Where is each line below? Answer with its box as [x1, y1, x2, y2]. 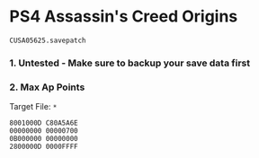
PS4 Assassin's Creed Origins [9, 6, 238, 27]
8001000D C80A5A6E [9, 118, 78, 127]
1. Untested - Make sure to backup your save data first [9, 57, 250, 69]
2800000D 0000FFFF [9, 142, 78, 152]
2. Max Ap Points [9, 81, 85, 93]
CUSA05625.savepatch [9, 36, 87, 45]
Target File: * [9, 101, 58, 112]
